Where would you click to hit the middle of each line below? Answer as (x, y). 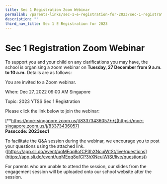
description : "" (22, 19)
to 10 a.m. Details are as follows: (39, 73)
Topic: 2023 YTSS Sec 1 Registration (43, 101)
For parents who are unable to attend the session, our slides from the (76, 167)
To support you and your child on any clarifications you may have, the (77, 62)
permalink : (16, 14)
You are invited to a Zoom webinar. (41, 82)
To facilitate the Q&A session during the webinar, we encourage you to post (83, 141)
